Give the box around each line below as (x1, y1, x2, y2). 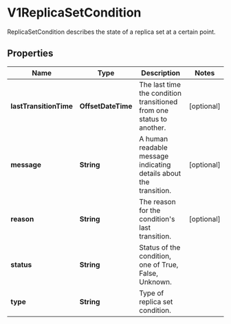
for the (139, 205, 161, 215)
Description (140, 68, 181, 77)
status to (139, 114, 167, 123)
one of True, (139, 260, 179, 270)
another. (139, 123, 166, 132)
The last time (139, 79, 181, 89)
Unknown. (139, 277, 172, 287)
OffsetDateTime (79, 101, 133, 111)
